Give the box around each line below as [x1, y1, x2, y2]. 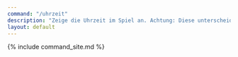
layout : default [7, 23, 55, 30]
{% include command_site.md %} [7, 43, 105, 51]
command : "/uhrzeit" [7, 10, 69, 18]
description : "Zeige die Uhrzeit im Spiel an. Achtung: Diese [7, 17, 195, 24]
